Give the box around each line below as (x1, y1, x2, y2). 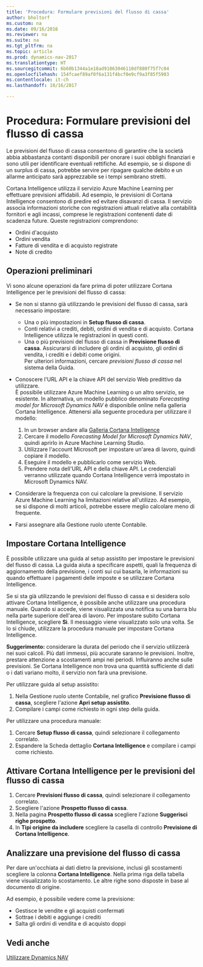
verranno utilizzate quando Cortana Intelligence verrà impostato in (24, 471, 190, 478)
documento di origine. (6, 884, 62, 891)
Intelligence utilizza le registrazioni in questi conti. (24, 331, 149, 338)
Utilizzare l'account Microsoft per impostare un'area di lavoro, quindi (24, 445, 196, 453)
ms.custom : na (6, 20, 42, 26)
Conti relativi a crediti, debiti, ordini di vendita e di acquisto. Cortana (24, 325, 194, 332)
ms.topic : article (6, 49, 53, 55)
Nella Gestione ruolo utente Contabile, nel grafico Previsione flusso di (15, 692, 191, 700)
